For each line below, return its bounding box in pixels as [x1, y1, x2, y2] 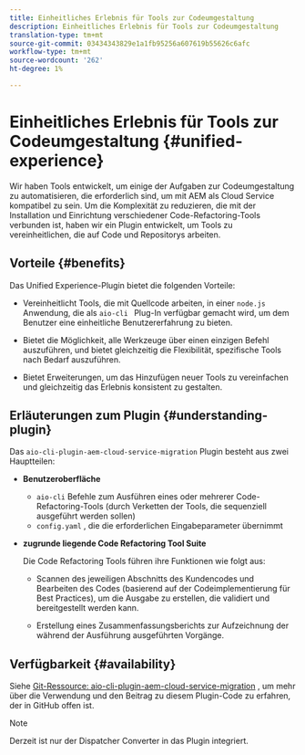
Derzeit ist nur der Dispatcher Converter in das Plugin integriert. [9, 736, 249, 747]
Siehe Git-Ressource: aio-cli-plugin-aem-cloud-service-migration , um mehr [9, 681, 296, 692]
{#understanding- [162, 408, 269, 424]
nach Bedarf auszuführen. [22, 353, 121, 365]
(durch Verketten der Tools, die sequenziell [105, 501, 267, 512]
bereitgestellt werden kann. [36, 603, 139, 613]
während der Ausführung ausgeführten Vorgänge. [36, 630, 225, 641]
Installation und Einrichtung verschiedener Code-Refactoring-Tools [9, 209, 261, 220]
